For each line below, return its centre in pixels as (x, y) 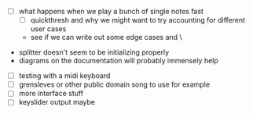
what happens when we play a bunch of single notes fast (111, 11)
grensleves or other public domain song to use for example (114, 84)
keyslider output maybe (57, 102)
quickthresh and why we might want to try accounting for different (137, 20)
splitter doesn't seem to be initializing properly (94, 52)
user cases (48, 29)
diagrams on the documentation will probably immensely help (119, 61)
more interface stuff (51, 94)
